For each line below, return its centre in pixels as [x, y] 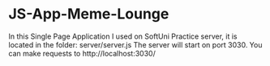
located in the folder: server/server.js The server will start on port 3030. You [135, 44]
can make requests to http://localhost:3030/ [82, 53]
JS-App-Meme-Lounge [89, 14]
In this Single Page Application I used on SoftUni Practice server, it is [123, 36]
